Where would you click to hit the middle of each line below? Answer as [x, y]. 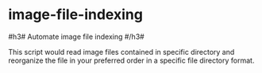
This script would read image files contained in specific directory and [121, 52]
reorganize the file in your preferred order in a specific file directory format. [131, 60]
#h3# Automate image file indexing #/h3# [76, 36]
